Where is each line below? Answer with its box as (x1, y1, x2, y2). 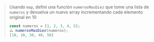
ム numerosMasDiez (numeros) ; (9, 28, 68, 33)
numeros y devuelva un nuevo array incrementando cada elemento (9, 9, 143, 15)
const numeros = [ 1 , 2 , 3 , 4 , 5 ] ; (9, 24, 81, 28)
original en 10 (9, 14, 37, 20)
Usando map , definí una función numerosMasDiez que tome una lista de (9, 4, 150, 10)
